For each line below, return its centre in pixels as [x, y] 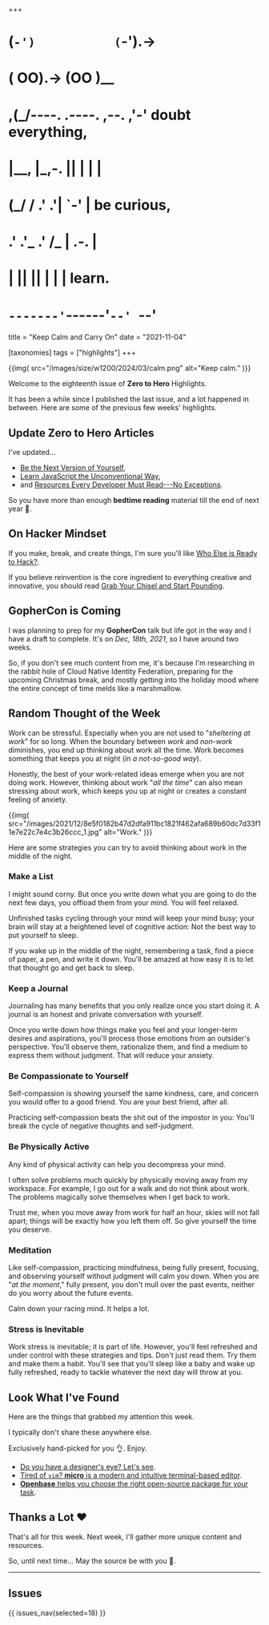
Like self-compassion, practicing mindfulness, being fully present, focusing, [133, 1267]
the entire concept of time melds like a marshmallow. [95, 688]
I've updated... [32, 453]
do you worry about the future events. [71, 1293]
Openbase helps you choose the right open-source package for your [134, 1484]
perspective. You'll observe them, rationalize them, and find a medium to [128, 1047]
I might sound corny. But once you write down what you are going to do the [133, 894]
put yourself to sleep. [43, 935]
